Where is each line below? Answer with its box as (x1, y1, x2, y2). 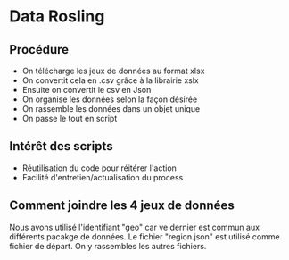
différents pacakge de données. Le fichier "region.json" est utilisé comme (9, 231, 280, 242)
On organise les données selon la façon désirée (21, 94, 198, 105)
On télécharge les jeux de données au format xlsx (21, 65, 205, 76)
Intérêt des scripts (9, 138, 113, 154)
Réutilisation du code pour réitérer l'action (21, 163, 177, 173)
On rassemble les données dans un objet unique (21, 104, 201, 113)
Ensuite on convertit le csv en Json (21, 85, 152, 95)
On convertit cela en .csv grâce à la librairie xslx (21, 75, 199, 86)
